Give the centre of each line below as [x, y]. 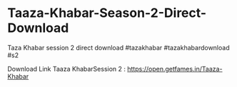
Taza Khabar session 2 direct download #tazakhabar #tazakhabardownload [118, 47]
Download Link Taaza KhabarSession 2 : [67, 69]
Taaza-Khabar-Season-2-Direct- [107, 13]
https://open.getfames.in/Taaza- [175, 69]
